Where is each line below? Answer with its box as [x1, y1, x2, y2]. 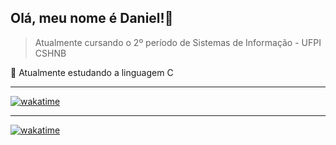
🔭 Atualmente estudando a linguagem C [10, 66, 174, 78]
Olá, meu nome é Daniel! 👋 [10, 10, 174, 27]
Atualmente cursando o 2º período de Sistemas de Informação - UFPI [34, 36, 322, 48]
